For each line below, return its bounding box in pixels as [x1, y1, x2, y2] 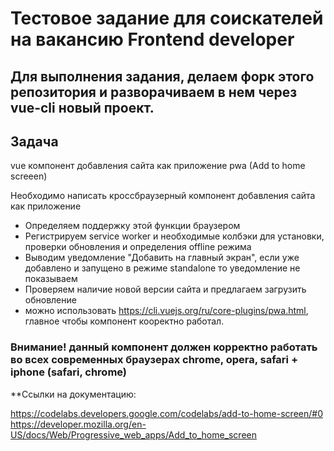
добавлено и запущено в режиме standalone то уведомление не [24, 262, 301, 274]
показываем [24, 273, 78, 285]
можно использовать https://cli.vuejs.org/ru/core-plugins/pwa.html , [24, 305, 309, 317]
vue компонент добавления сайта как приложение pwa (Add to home [10, 160, 306, 172]
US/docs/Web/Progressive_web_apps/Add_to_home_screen [10, 428, 257, 441]
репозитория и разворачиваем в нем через [10, 83, 298, 101]
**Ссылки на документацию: [10, 388, 137, 400]
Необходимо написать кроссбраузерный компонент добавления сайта [10, 190, 316, 202]
